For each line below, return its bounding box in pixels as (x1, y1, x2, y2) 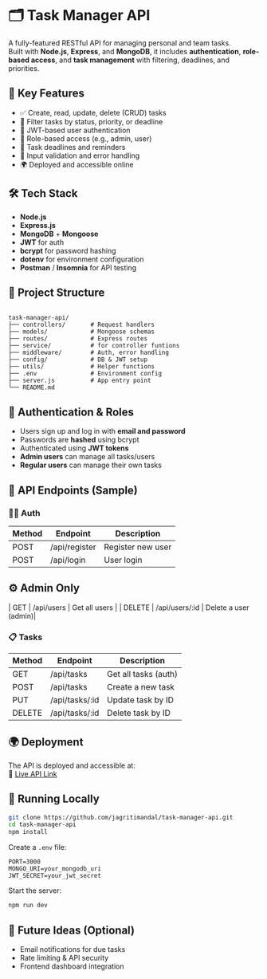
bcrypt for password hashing (19, 246, 117, 255)
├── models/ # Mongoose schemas (8, 328, 155, 336)
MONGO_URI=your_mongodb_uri (8, 865, 102, 873)
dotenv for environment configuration (19, 254, 145, 264)
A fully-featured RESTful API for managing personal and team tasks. (8, 37, 231, 48)
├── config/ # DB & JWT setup (8, 356, 148, 364)
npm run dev (8, 902, 48, 910)
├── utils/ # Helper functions (8, 363, 155, 371)
